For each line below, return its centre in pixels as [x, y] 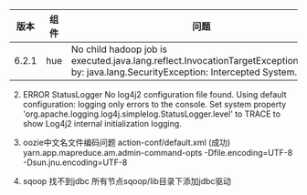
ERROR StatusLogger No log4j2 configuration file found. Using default [154, 94]
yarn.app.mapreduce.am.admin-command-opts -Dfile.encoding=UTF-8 [158, 153]
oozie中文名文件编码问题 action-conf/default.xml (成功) [127, 142]
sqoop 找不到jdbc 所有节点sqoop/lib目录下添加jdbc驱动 [127, 181]
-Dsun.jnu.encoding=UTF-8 [75, 162]
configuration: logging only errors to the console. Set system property [154, 104]
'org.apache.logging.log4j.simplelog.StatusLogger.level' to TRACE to [152, 114]
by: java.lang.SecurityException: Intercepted [165, 72]
